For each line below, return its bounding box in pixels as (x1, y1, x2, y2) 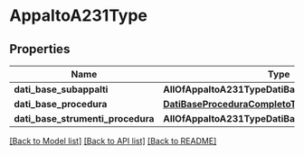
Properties (9, 41, 71, 57)
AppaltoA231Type (9, 5, 147, 26)
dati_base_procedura (14, 98, 108, 110)
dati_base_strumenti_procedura (14, 113, 155, 124)
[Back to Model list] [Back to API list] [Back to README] (9, 136, 217, 146)
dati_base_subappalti (14, 83, 109, 96)
